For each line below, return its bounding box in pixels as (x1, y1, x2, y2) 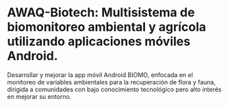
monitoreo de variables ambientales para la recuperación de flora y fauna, (7, 78, 216, 86)
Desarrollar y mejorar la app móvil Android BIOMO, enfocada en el (7, 70, 193, 79)
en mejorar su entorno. (7, 92, 72, 100)
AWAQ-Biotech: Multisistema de (7, 5, 195, 20)
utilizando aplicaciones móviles (7, 34, 190, 49)
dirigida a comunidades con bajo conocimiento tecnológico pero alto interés (7, 85, 222, 93)
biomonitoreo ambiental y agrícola (7, 19, 207, 35)
